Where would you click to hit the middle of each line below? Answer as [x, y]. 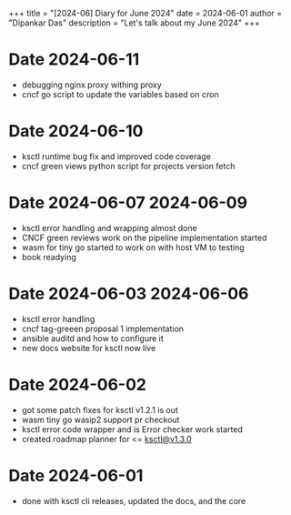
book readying [49, 257]
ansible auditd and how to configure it [93, 338]
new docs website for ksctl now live [89, 348]
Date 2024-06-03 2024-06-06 [129, 294]
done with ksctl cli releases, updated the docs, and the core [134, 500]
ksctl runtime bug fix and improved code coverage [116, 156]
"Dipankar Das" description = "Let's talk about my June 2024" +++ [135, 23]
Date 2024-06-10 [76, 131]
